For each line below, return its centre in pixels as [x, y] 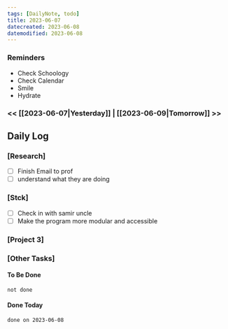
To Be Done [24, 275]
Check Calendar [41, 80]
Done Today [25, 305]
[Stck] [18, 198]
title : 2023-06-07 [34, 20]
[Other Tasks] [31, 258]
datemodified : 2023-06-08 [45, 33]
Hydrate [29, 95]
